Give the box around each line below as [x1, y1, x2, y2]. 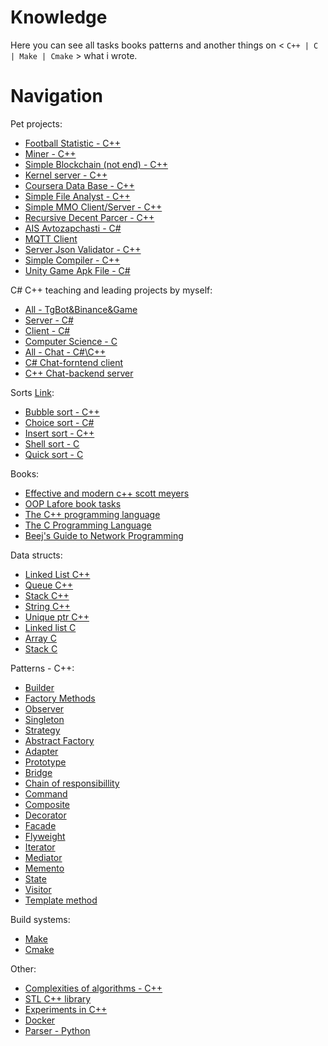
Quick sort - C [24, 448, 84, 460]
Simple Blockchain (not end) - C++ [24, 158, 169, 170]
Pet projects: [10, 117, 63, 130]
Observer [24, 702, 65, 715]
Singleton [24, 713, 65, 725]
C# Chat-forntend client [24, 356, 124, 368]
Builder [24, 681, 55, 693]
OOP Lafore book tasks [24, 497, 122, 510]
